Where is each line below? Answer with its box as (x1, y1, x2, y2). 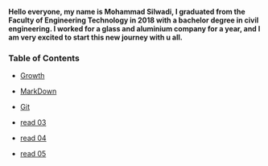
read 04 (19, 133, 47, 143)
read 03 (19, 118, 47, 127)
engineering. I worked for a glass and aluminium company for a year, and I (8, 24, 261, 33)
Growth (19, 71, 45, 81)
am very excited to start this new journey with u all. (8, 32, 183, 42)
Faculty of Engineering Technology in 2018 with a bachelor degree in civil (8, 15, 259, 25)
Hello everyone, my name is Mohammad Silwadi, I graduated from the (8, 7, 245, 16)
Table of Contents (8, 52, 80, 64)
